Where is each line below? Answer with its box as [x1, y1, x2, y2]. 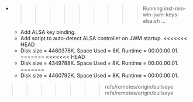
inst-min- [163, 5, 187, 12]
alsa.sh [142, 17, 160, 24]
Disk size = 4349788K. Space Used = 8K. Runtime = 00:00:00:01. [20, 59, 179, 66]
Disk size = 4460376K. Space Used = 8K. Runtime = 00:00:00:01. [20, 47, 179, 54]
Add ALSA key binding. [20, 29, 76, 36]
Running [142, 5, 163, 12]
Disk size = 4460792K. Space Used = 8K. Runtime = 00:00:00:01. [20, 72, 179, 79]
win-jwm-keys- [142, 11, 180, 18]
